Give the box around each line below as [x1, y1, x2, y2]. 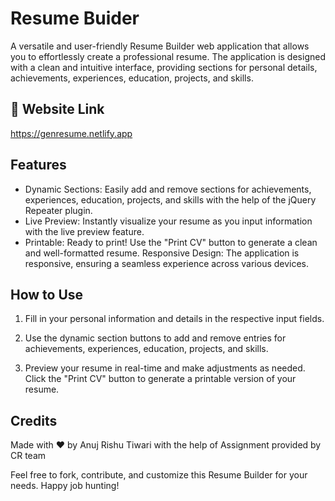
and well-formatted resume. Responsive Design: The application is [24, 247, 300, 259]
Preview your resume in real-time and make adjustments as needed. [24, 362, 306, 374]
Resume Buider [10, 7, 140, 30]
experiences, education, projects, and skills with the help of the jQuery [24, 193, 317, 206]
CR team [10, 450, 47, 462]
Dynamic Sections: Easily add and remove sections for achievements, [24, 183, 312, 195]
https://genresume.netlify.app [10, 127, 133, 139]
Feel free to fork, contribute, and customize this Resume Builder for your [10, 469, 308, 481]
